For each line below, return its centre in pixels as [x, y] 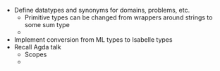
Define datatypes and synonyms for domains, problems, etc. [102, 10]
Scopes [36, 54]
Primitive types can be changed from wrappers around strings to [118, 17]
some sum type [47, 25]
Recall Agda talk [37, 47]
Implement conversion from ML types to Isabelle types [93, 40]
